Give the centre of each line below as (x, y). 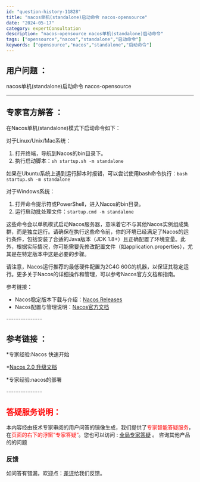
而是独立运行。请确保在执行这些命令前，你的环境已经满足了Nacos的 (100, 231)
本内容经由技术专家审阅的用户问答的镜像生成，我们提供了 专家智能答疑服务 (97, 428)
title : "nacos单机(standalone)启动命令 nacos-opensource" (77, 17)
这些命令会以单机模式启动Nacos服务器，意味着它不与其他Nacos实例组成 (95, 224)
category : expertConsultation (44, 28)
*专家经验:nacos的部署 (34, 380)
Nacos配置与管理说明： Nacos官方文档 (62, 307)
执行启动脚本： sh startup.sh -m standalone (69, 160)
